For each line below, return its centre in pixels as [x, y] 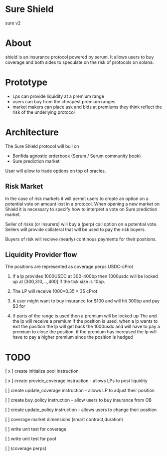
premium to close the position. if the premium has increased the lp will [84, 332]
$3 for [19, 306]
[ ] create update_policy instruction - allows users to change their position [81, 410]
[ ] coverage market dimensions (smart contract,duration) [64, 420]
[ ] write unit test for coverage [36, 429]
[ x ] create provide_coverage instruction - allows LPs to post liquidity [77, 381]
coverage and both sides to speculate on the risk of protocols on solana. [80, 62]
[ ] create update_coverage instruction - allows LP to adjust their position [80, 391]
